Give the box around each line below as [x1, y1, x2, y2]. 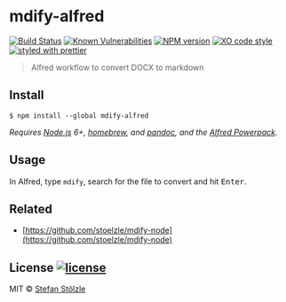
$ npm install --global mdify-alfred [9, 111, 149, 120]
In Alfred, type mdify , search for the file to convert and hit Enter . [9, 175, 247, 187]
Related [9, 201, 53, 216]
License [9, 259, 54, 275]
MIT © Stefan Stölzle [9, 283, 86, 294]
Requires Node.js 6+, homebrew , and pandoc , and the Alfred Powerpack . [9, 127, 278, 137]
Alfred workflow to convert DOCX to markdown [30, 62, 204, 73]
